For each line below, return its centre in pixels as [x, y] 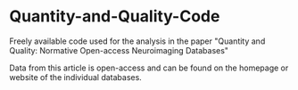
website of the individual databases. [76, 77]
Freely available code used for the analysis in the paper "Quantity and [137, 41]
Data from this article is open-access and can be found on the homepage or [149, 68]
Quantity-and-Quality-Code [115, 16]
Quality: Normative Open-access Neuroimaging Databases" [119, 50]
